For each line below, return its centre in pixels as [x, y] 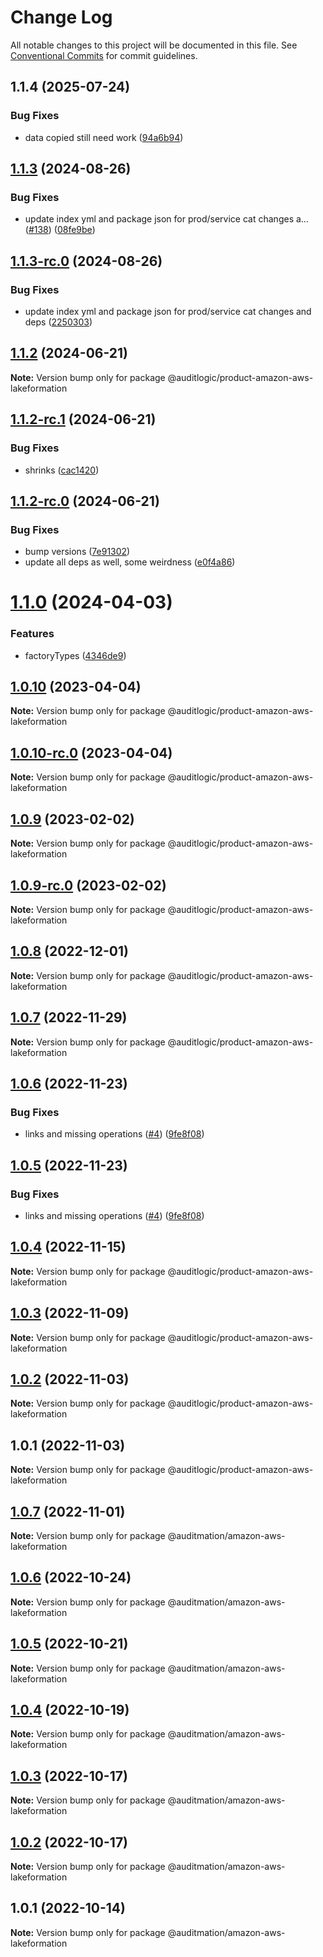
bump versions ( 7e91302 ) [77, 552]
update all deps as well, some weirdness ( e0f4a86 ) [130, 562]
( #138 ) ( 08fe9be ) [60, 230]
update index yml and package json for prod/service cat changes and [168, 311]
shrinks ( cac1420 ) [62, 470]
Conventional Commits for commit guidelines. [104, 55]
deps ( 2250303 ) [58, 322]
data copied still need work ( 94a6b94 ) [104, 137]
